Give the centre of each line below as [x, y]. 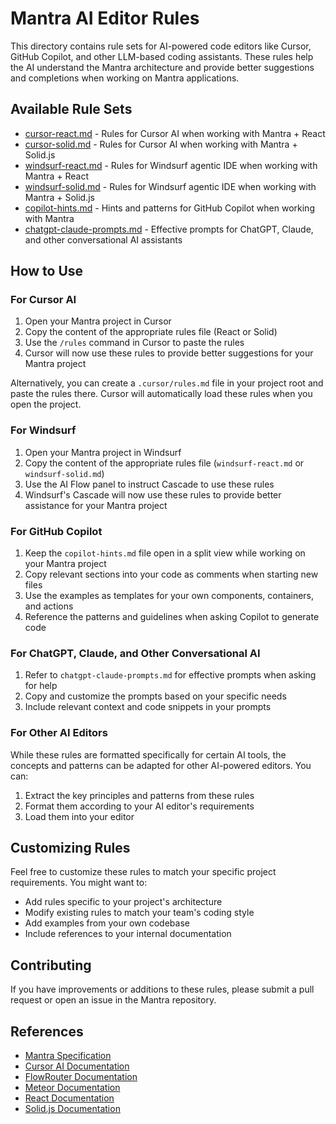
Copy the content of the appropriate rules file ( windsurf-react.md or [164, 463]
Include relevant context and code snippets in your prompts [148, 707]
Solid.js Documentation [72, 1109]
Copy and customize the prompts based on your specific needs [155, 696]
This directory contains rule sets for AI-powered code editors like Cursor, [161, 46]
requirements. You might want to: [79, 883]
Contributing [51, 965]
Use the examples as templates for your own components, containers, [169, 596]
